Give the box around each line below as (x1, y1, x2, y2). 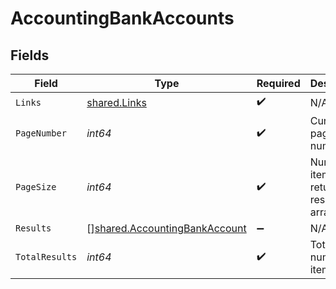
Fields (10, 47, 50, 64)
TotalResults (15, 252, 78, 262)
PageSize (15, 182, 57, 192)
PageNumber (15, 128, 67, 139)
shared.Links (86, 95, 147, 109)
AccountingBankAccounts (10, 7, 235, 30)
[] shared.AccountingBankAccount (86, 222, 247, 235)
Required (256, 77, 301, 90)
